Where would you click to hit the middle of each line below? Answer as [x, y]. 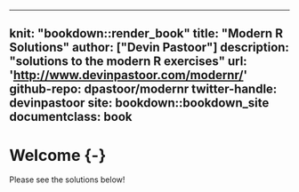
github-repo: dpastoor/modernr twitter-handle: [143, 89]
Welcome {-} [58, 155]
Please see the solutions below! [67, 180]
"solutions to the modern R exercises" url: [128, 62]
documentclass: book [71, 117]
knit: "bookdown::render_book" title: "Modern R [146, 33]
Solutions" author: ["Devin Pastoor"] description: [149, 48]
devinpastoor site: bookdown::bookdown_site [139, 103]
